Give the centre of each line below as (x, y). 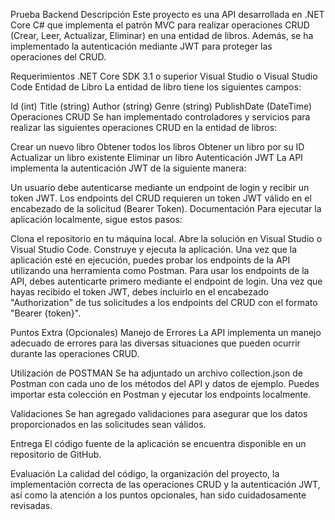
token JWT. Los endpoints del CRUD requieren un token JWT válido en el (161, 198)
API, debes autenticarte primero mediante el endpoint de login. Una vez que (166, 281)
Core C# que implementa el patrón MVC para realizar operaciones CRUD (160, 25)
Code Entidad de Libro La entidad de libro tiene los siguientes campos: (156, 87)
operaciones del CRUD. (58, 57)
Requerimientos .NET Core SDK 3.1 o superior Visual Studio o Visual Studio (164, 76)
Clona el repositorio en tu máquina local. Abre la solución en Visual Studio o (166, 238)
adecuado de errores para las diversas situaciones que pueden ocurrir (155, 343)
